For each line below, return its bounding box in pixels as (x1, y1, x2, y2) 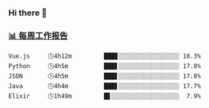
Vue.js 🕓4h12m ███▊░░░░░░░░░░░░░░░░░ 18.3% (8, 52, 202, 61)
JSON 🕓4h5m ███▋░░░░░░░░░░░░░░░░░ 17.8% (8, 72, 202, 81)
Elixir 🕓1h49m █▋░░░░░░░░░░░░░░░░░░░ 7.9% (8, 92, 202, 101)
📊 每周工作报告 (8, 30, 68, 41)
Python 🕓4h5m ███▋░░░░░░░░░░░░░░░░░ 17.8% (8, 62, 202, 70)
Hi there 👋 (8, 7, 48, 18)
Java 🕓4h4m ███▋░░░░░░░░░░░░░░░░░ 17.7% (8, 82, 202, 90)
